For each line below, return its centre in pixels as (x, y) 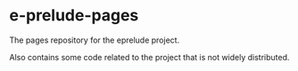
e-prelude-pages (74, 16)
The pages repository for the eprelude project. (95, 40)
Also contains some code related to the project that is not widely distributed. (149, 57)
